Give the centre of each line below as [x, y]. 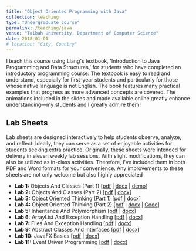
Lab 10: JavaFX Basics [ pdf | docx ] [57, 236]
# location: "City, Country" [42, 45]
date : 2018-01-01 [27, 39]
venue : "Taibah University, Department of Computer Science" [82, 33]
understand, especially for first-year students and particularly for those [92, 79]
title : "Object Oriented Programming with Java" [67, 11]
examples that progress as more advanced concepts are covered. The [91, 92]
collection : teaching [33, 17]
